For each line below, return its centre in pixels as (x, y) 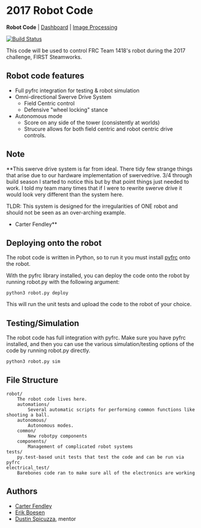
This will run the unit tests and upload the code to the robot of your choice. (99, 304)
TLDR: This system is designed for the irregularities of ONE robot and (92, 206)
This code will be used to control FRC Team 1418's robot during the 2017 (96, 50)
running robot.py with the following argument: (63, 282)
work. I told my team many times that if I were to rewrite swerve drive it (94, 188)
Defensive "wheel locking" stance (66, 110)
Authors (22, 492)
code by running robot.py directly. (48, 351)
